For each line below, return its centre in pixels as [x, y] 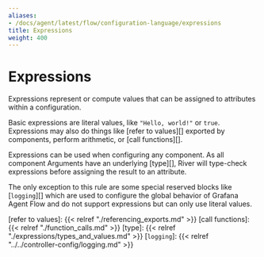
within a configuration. [45, 107]
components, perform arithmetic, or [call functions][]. [96, 140]
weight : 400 [28, 38]
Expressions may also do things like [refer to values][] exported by [117, 131]
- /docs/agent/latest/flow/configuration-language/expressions [115, 23]
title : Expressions [40, 30]
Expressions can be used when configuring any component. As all [116, 155]
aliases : [23, 15]
